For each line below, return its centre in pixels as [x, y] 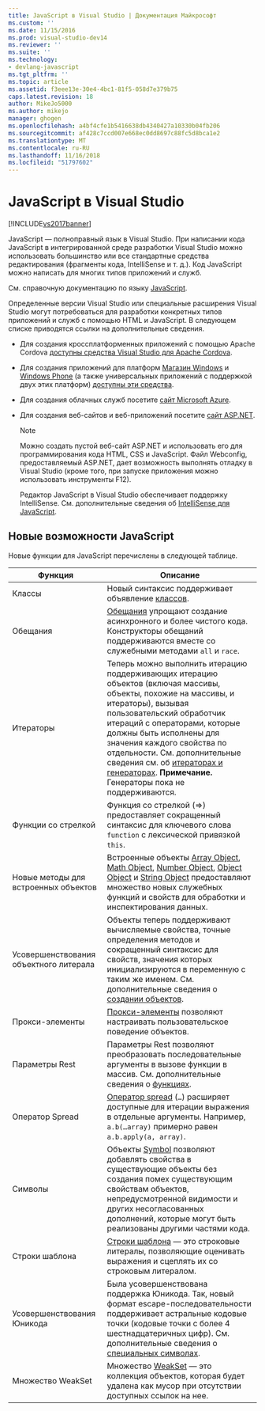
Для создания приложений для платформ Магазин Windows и [124, 368]
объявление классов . [148, 598]
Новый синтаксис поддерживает [170, 588]
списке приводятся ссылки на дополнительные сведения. [106, 328]
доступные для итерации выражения [178, 1106]
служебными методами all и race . [174, 651]
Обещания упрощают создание [167, 611]
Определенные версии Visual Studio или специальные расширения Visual [132, 303]
